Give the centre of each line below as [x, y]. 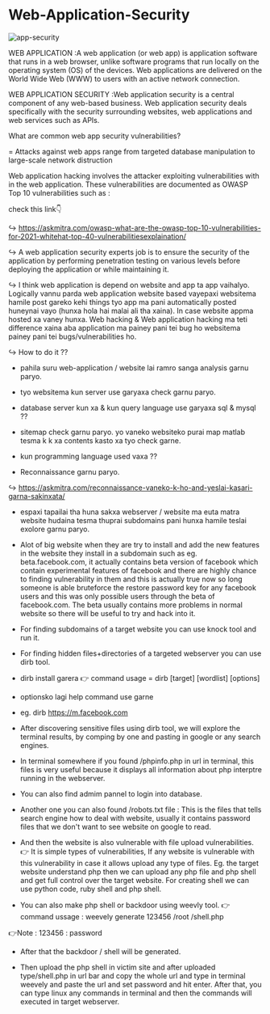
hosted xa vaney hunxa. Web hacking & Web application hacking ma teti [128, 319]
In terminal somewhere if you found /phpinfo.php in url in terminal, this [137, 761]
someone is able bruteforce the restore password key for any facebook [138, 587]
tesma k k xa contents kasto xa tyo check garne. [100, 440]
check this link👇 [35, 209]
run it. [30, 637]
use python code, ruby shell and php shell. [91, 889]
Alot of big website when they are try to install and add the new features [140, 544]
